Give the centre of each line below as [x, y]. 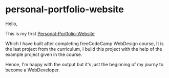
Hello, [12, 24]
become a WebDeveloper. [33, 70]
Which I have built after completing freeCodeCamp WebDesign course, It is [84, 43]
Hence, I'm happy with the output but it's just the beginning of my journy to [84, 64]
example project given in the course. [44, 54]
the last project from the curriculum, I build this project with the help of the [84, 49]
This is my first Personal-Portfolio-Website [50, 33]
